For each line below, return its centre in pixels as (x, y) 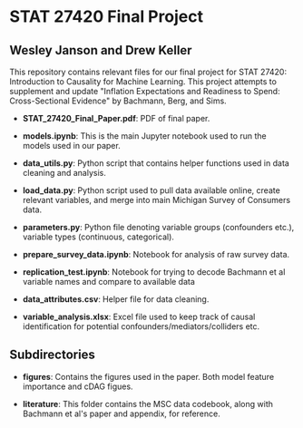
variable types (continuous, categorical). (98, 237)
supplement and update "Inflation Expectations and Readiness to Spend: (145, 91)
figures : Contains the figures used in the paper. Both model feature (148, 376)
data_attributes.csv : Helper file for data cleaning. (116, 299)
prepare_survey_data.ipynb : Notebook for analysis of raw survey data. (156, 254)
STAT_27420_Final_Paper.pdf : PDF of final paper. (116, 118)
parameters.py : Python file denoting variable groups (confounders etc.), (158, 227)
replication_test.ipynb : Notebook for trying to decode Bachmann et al (154, 272)
